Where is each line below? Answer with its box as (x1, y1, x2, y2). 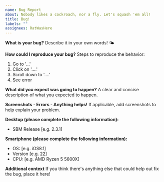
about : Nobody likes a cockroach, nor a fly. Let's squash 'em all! (5, 12, 151, 17)
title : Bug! (5, 16, 30, 21)
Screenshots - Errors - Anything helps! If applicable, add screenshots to (5, 102, 156, 108)
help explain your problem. (5, 107, 60, 113)
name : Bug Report (5, 7, 41, 12)
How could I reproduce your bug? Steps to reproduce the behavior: (5, 51, 145, 57)
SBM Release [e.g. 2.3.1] (12, 126, 62, 132)
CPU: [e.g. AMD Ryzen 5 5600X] (12, 156, 80, 162)
